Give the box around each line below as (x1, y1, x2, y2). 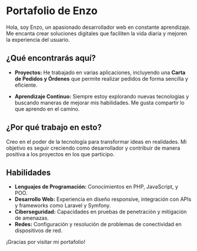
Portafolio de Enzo (6, 4, 98, 18)
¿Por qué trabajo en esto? (6, 123, 102, 133)
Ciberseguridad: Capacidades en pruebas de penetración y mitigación (14, 208, 187, 216)
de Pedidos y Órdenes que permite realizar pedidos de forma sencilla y (14, 75, 188, 82)
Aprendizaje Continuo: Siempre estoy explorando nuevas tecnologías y (14, 93, 189, 100)
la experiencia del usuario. (6, 36, 70, 43)
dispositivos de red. (14, 227, 63, 234)
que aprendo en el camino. (14, 105, 80, 113)
